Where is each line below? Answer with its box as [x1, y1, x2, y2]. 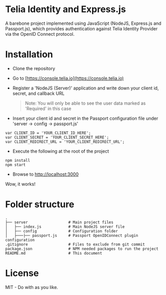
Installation [5, 49, 53, 60]
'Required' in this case [25, 105, 71, 112]
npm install [5, 158, 30, 163]
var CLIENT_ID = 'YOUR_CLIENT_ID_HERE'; [5, 130, 92, 135]
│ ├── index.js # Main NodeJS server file [5, 224, 125, 229]
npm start [5, 162, 26, 167]
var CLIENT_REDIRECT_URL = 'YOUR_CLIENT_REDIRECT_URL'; [5, 139, 125, 144]
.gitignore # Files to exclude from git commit [5, 241, 145, 247]
